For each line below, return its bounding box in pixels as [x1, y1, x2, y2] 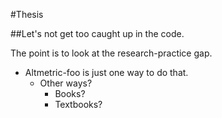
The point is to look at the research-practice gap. [10, 47, 213, 59]
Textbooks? [54, 99, 103, 110]
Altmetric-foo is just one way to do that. [24, 67, 189, 78]
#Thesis [10, 9, 44, 20]
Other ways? [39, 77, 93, 89]
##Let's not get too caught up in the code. [10, 28, 185, 39]
